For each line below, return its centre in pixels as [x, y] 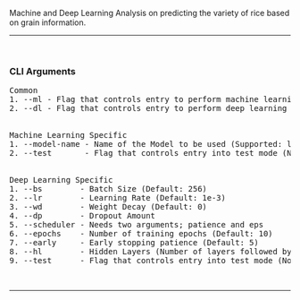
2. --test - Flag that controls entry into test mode [144, 153]
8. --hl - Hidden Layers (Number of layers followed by [150, 252]
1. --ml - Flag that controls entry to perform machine [134, 99]
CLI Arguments [42, 71]
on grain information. [48, 22]
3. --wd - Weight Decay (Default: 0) [108, 207]
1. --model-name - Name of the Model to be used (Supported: [146, 144]
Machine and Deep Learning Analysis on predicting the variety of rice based [150, 13]
